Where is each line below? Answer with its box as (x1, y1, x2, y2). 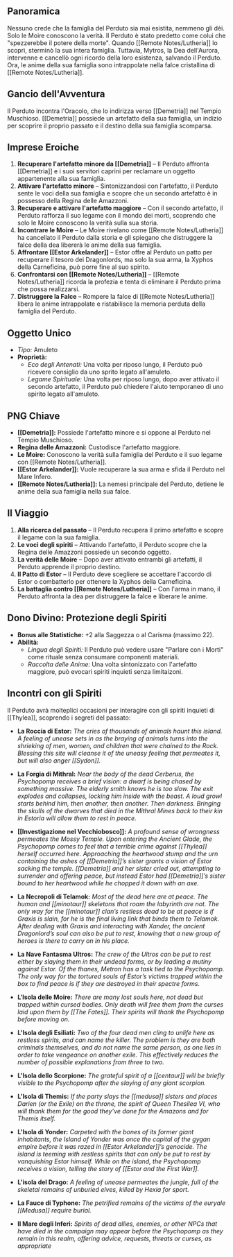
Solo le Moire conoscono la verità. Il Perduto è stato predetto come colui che (7, 31, 226, 40)
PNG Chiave (7, 410, 60, 422)
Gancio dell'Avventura (7, 88, 105, 100)
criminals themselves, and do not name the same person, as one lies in (17, 1043, 222, 1051)
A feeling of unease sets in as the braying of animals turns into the (17, 734, 208, 743)
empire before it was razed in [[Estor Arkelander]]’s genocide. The (17, 1142, 207, 1150)
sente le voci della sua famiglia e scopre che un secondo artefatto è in (17, 189, 218, 198)
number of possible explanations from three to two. (17, 1057, 165, 1066)
